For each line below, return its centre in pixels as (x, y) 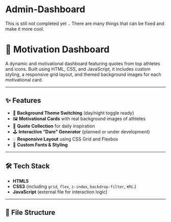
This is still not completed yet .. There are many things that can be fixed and (85, 23)
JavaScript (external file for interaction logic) (60, 191)
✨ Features (23, 101)
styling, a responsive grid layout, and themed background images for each (83, 74)
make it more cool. (25, 29)
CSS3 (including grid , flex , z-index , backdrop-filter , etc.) (74, 186)
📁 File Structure (30, 212)
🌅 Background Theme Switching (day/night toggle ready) (73, 113)
